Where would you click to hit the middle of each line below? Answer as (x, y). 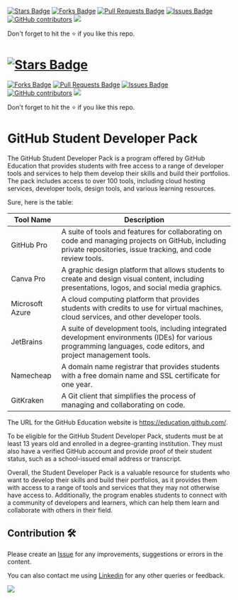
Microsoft (27, 303)
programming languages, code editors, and (133, 346)
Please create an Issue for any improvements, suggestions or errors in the (115, 554)
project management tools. (106, 355)
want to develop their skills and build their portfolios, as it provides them (112, 480)
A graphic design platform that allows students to (143, 270)
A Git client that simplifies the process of (129, 396)
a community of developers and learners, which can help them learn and (113, 502)
